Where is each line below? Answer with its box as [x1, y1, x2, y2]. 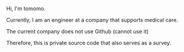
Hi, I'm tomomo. [6, 5, 46, 12]
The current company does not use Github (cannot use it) [6, 28, 149, 35]
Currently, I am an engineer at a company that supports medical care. [6, 17, 179, 23]
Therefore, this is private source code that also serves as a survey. [6, 40, 171, 46]
